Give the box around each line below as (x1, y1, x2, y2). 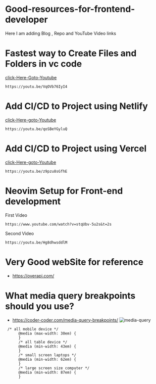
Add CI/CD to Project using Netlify (5, 100, 148, 112)
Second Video (5, 230, 34, 236)
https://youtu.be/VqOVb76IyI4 (5, 84, 68, 89)
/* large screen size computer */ (18, 365, 90, 371)
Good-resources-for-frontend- (5, 3, 135, 15)
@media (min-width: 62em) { (18, 357, 77, 362)
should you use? (5, 300, 74, 312)
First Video (5, 212, 28, 218)
